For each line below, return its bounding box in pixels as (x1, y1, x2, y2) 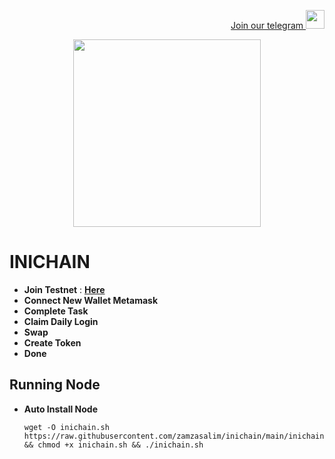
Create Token (23, 336, 82, 349)
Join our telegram (230, 20, 304, 31)
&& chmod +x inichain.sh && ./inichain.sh (23, 440, 204, 450)
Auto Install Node (23, 403, 98, 415)
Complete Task (23, 305, 89, 317)
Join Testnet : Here (23, 283, 106, 295)
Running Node (9, 376, 101, 394)
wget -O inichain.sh (23, 422, 110, 432)
